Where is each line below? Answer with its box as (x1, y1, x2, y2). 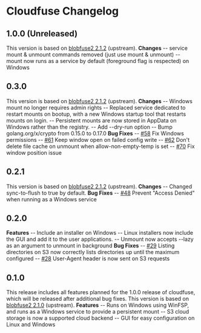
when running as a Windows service (6, 195, 97, 203)
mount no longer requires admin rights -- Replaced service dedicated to (6, 104, 186, 111)
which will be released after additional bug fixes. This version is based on (6, 295, 189, 303)
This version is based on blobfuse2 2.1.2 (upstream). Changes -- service (6, 44, 188, 52)
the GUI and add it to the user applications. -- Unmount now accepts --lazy (6, 235, 194, 243)
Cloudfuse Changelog (6, 4, 119, 18)
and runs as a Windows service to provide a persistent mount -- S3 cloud (6, 308, 189, 315)
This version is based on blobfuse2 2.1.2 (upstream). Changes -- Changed (6, 183, 193, 190)
